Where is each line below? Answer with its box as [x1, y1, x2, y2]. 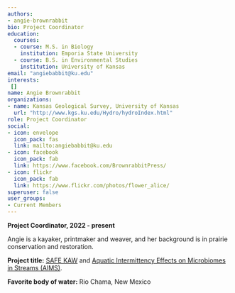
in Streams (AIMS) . [7, 264, 62, 272]
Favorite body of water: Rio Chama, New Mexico [7, 277, 151, 286]
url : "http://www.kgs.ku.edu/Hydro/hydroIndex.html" [13, 109, 173, 116]
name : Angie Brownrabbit [7, 89, 81, 96]
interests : [7, 76, 40, 84]
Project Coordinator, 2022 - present [7, 221, 115, 229]
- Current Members [7, 201, 62, 209]
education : [7, 30, 40, 38]
